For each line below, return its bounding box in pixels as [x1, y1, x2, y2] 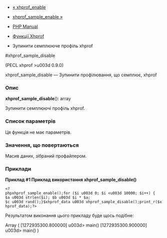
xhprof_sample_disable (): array [5, 96, 71, 102]
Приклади [5, 165, 31, 172]
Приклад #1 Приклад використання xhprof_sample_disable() [5, 177, 137, 183]
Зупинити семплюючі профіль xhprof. [5, 105, 85, 111]
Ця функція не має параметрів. [5, 129, 71, 135]
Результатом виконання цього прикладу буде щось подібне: [5, 213, 134, 219]
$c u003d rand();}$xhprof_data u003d [5, 200, 84, 205]
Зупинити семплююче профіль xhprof [12, 43, 93, 49]
